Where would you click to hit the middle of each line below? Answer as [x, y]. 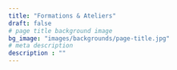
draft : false [30, 23]
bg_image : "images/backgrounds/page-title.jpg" [89, 38]
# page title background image [60, 31]
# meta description [41, 46]
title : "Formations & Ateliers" [62, 16]
